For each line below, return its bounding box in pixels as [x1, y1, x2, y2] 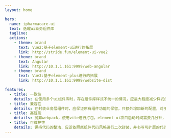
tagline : [9, 31, 28, 36]
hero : [5, 16, 16, 22]
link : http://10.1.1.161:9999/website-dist [18, 78, 113, 83]
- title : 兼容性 [9, 101, 42, 107]
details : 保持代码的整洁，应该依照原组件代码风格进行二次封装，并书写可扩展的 [14, 125, 160, 130]
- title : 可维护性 [9, 120, 45, 125]
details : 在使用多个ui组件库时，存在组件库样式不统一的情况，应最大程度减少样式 [14, 96, 164, 101]
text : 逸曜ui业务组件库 [9, 26, 55, 31]
